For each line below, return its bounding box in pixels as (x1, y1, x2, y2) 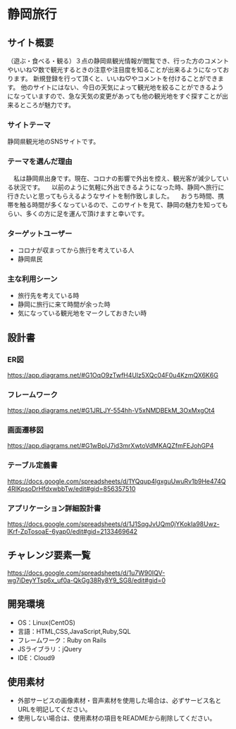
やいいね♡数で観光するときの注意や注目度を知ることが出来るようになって (7, 66, 223, 74)
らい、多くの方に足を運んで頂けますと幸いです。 (7, 209, 149, 218)
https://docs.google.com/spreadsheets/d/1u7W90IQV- (7, 568, 166, 577)
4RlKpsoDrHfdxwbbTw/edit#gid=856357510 (7, 484, 136, 493)
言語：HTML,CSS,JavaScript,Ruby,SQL (17, 627, 132, 635)
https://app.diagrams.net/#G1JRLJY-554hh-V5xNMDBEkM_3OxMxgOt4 (7, 406, 215, 415)
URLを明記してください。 (17, 705, 92, 714)
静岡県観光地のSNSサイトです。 (7, 137, 100, 146)
